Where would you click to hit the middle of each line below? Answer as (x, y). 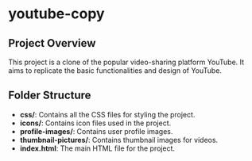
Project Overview (52, 43)
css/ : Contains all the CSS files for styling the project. (107, 114)
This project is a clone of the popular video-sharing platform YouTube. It (126, 62)
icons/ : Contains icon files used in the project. (95, 123)
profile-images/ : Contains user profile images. (96, 131)
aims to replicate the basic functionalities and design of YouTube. (115, 71)
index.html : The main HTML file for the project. (97, 148)
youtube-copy (56, 14)
